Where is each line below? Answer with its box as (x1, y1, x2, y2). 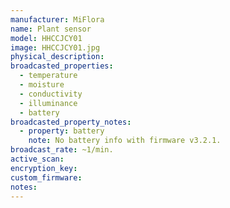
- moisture (19, 80, 65, 90)
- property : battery (19, 126, 105, 136)
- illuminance (19, 98, 78, 108)
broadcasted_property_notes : (10, 117, 132, 127)
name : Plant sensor (10, 24, 92, 34)
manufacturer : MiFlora (10, 14, 105, 25)
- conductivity (19, 89, 83, 99)
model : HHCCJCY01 (10, 33, 83, 43)
